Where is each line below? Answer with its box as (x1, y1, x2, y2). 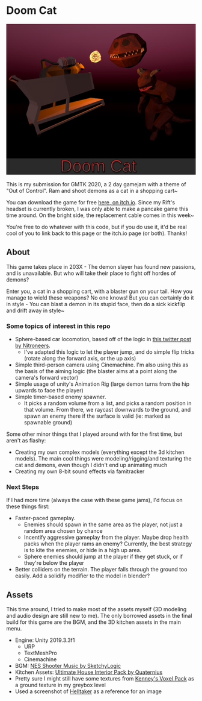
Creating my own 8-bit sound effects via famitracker (14, 468, 145, 475)
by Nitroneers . (14, 342, 51, 350)
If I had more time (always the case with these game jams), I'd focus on (6, 497, 183, 504)
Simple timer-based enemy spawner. (14, 393, 106, 401)
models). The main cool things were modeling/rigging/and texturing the (14, 455, 192, 462)
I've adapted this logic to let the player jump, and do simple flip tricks (23, 348, 195, 356)
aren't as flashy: (6, 437, 46, 444)
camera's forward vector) (14, 374, 79, 382)
